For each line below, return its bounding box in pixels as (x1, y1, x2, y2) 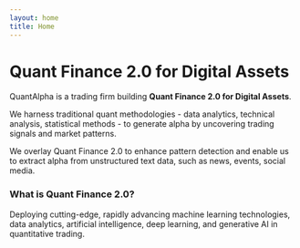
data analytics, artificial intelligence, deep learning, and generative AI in (9, 218, 278, 229)
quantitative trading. (9, 228, 85, 239)
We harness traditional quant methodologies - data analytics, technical (9, 108, 275, 119)
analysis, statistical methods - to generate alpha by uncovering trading (9, 119, 275, 129)
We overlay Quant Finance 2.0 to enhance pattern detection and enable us (9, 146, 289, 157)
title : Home (9, 22, 55, 31)
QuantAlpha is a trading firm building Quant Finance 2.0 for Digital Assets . (9, 91, 292, 102)
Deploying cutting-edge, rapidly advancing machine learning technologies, (9, 209, 291, 220)
